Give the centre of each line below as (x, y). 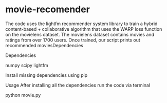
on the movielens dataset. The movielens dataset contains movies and (80, 34)
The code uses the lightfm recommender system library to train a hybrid (81, 24)
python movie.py (23, 95)
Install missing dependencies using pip (47, 75)
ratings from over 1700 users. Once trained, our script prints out (73, 40)
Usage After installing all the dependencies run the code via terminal (78, 85)
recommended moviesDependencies (44, 45)
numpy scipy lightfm (27, 65)
